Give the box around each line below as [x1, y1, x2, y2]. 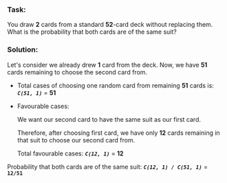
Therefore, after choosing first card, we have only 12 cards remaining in [17, 129, 220, 137]
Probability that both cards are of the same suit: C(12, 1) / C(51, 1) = [7, 162, 208, 171]
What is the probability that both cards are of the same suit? [7, 28, 177, 36]
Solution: [7, 45, 39, 54]
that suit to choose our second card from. [17, 136, 136, 144]
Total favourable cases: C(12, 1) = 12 [17, 149, 124, 158]
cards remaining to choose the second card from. [7, 67, 148, 76]
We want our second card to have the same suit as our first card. [17, 115, 202, 123]
